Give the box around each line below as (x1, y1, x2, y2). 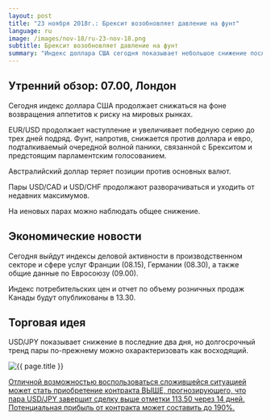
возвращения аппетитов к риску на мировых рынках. (8, 109, 194, 119)
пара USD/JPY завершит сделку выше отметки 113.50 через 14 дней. (8, 394, 245, 404)
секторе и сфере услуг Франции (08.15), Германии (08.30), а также (8, 259, 240, 269)
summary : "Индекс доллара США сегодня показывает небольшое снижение (8, 49, 248, 57)
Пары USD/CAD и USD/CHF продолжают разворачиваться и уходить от (8, 182, 256, 191)
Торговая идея (8, 316, 86, 330)
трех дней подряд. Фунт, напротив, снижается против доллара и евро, (8, 133, 253, 143)
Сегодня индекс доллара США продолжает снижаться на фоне (8, 100, 227, 110)
